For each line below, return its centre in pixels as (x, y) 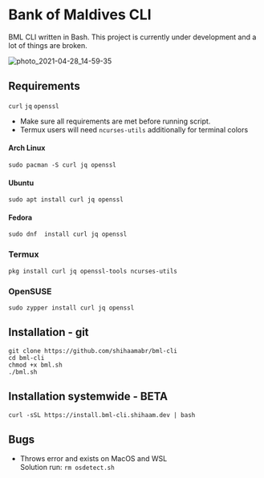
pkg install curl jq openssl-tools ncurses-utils (93, 271)
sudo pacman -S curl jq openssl (62, 165)
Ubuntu (21, 183)
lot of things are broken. (48, 45)
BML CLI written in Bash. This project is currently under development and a (132, 37)
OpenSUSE (30, 291)
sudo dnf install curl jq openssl (68, 234)
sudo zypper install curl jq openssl (71, 308)
